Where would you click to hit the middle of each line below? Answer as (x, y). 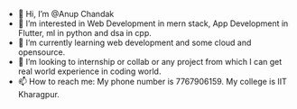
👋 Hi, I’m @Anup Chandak (66, 14)
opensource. (42, 52)
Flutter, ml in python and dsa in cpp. (84, 33)
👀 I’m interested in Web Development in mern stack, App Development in (153, 23)
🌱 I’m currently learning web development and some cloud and (135, 42)
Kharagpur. (39, 94)
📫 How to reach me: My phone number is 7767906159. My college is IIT (152, 82)
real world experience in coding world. (89, 71)
